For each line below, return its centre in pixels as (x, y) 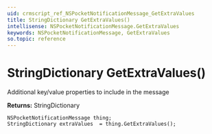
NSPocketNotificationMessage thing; (59, 118)
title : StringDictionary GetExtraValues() (69, 20)
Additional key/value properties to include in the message (88, 92)
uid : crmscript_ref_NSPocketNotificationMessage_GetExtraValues (101, 13)
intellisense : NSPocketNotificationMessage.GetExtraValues (93, 26)
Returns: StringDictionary (44, 105)
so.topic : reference (37, 39)
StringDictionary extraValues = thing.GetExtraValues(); (92, 124)
